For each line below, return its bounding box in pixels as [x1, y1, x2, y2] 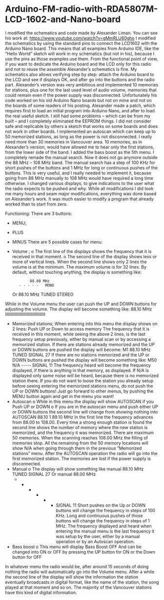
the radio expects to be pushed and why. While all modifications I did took [5, 186, 154, 191]
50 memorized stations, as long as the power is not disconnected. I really [5, 133, 152, 140]
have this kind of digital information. [5, 589, 77, 595]
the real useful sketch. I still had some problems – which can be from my [5, 113, 150, 119]
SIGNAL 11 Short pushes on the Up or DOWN [56, 502, 146, 508]
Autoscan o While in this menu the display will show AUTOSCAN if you [12, 398, 154, 404]
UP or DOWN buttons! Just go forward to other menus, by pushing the [12, 388, 154, 394]
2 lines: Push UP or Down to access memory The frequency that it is [12, 326, 150, 331]
